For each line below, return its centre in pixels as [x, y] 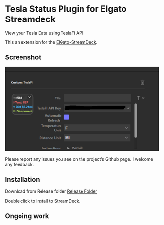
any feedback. [20, 164]
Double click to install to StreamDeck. [43, 201]
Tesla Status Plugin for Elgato [66, 9]
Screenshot [23, 58]
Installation [22, 179]
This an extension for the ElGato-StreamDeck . [51, 42]
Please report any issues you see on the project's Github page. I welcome [79, 159]
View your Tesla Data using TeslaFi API [44, 33]
